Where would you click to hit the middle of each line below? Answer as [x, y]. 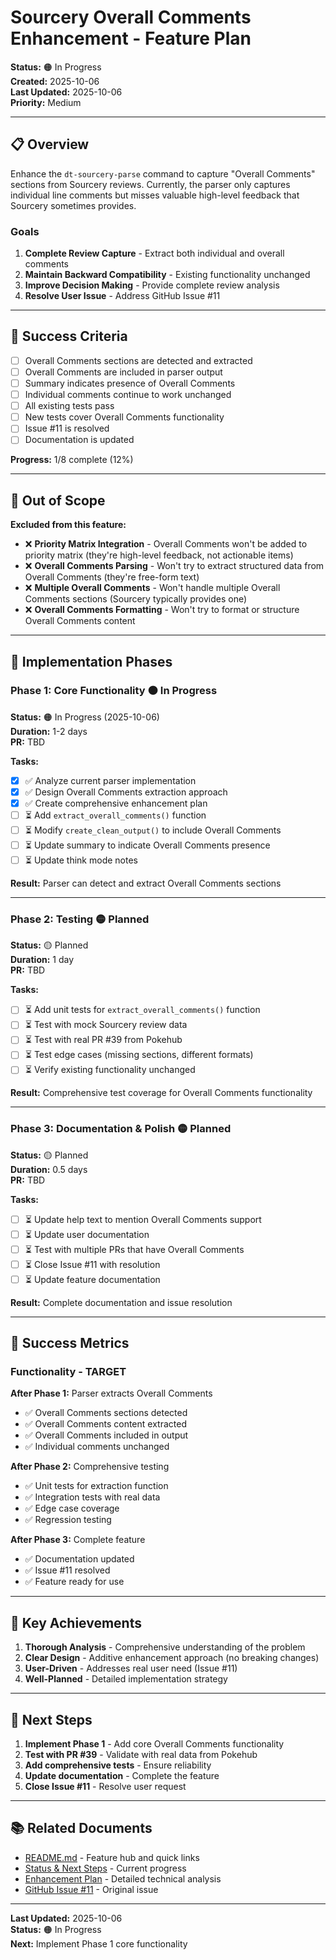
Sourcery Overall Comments [131, 17]
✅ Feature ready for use [74, 1582]
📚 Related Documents [81, 1828]
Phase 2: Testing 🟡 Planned [80, 919]
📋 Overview [50, 144]
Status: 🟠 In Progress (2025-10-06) [85, 717]
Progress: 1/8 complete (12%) [72, 460]
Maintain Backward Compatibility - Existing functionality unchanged [167, 275]
